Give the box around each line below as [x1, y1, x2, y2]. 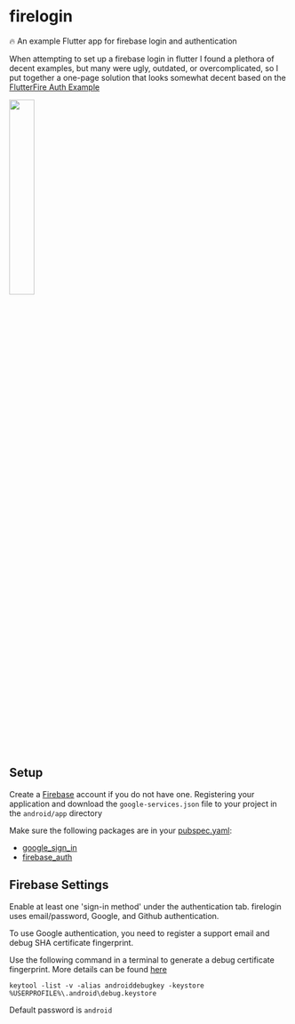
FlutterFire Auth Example [9, 82, 100, 92]
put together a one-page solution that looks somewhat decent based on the [9, 72, 286, 83]
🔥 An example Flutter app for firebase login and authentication [9, 36, 237, 46]
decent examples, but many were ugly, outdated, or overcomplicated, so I [9, 62, 279, 73]
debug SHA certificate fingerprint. [9, 937, 134, 948]
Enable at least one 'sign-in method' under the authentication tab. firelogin [9, 900, 282, 912]
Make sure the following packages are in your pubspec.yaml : [9, 825, 233, 836]
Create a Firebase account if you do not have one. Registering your [9, 788, 255, 799]
